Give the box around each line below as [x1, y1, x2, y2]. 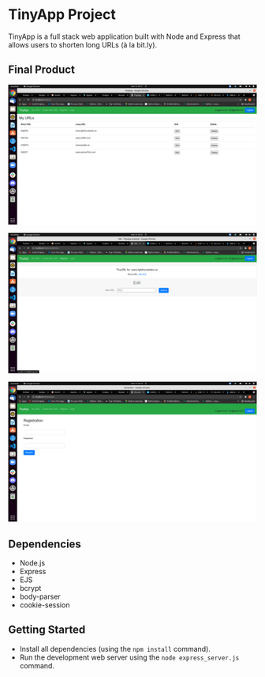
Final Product [8, 63, 75, 77]
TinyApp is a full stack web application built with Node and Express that [8, 32, 241, 41]
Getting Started [8, 623, 86, 637]
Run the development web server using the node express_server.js [19, 652, 240, 662]
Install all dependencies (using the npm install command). [19, 644, 211, 653]
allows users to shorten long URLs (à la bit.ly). [8, 40, 158, 49]
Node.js [19, 558, 46, 568]
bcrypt [19, 584, 42, 593]
